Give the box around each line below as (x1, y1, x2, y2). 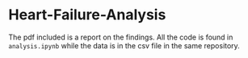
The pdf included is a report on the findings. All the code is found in (8, 32, 233, 42)
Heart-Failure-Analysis (8, 6, 166, 24)
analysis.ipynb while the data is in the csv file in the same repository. (8, 40, 240, 50)
